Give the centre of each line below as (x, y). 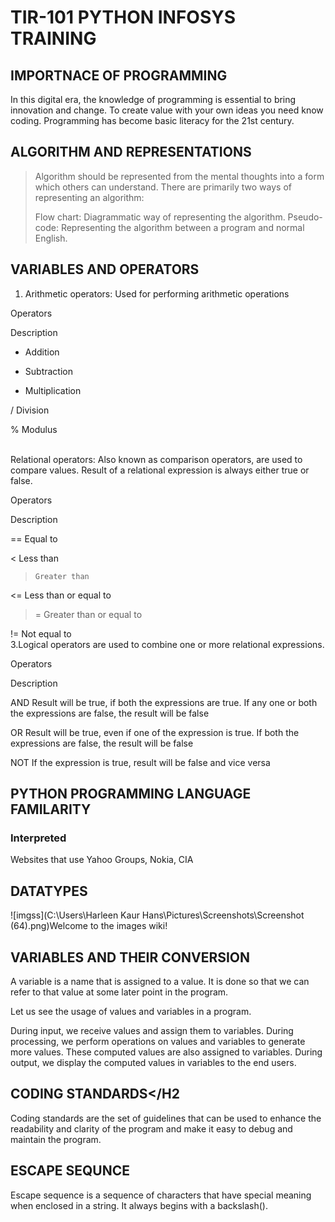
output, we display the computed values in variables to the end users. (153, 1062)
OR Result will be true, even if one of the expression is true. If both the (155, 732)
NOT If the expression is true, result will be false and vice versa (140, 762)
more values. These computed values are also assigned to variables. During (166, 1052)
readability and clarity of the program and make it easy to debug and (151, 1128)
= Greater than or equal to (88, 614)
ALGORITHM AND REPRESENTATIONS (131, 152)
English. (51, 238)
